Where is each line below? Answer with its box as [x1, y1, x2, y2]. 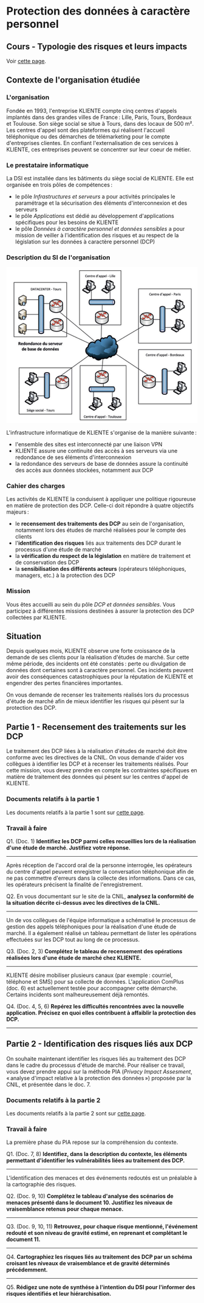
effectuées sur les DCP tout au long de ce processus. [6, 936, 140, 943]
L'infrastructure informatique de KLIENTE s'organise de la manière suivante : [6, 429, 197, 437]
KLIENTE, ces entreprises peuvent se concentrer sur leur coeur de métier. [6, 146, 191, 153]
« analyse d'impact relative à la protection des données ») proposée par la [6, 1074, 191, 1081]
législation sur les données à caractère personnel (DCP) [15, 238, 155, 245]
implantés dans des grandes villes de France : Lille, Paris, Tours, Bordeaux [6, 114, 192, 121]
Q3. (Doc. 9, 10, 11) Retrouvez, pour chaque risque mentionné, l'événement [6, 1223, 198, 1230]
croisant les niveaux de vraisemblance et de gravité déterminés [6, 1260, 170, 1267]
